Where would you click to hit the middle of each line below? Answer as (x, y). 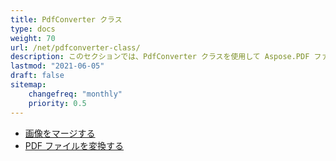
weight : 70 (33, 38)
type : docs (33, 29)
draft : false (37, 76)
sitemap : (28, 85)
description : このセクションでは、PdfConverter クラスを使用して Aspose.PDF (160, 57)
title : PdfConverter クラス (66, 19)
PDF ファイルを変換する (74, 145)
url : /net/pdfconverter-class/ (75, 47)
